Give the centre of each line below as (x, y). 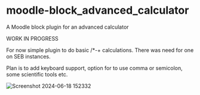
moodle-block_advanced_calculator (98, 10)
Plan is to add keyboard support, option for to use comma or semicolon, (95, 68)
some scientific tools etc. (37, 74)
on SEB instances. (28, 56)
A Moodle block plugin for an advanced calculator (68, 27)
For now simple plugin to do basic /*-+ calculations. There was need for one (100, 50)
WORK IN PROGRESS (32, 38)
